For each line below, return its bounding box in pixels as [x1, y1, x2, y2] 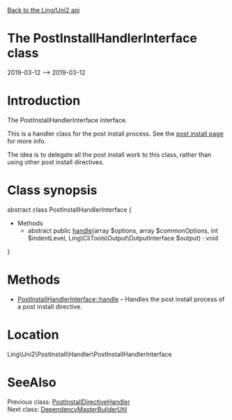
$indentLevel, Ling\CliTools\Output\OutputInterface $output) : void [27, 233, 219, 242]
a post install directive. [17, 302, 82, 310]
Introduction [7, 93, 81, 109]
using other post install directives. [7, 157, 105, 166]
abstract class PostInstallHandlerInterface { [7, 205, 132, 214]
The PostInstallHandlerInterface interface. [7, 115, 127, 124]
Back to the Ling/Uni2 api [7, 6, 80, 14]
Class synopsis [7, 182, 98, 198]
